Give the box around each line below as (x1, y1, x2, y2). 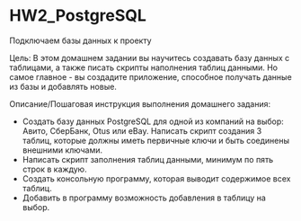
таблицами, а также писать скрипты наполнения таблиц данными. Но (9, 62, 279, 73)
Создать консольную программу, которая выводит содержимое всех (22, 172, 291, 184)
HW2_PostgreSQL (9, 5, 146, 26)
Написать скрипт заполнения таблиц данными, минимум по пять (22, 154, 274, 164)
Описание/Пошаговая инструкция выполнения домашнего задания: (9, 98, 271, 109)
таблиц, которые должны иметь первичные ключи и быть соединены (22, 135, 290, 146)
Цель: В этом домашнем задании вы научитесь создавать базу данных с (9, 52, 290, 63)
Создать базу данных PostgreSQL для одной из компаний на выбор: (22, 116, 285, 127)
